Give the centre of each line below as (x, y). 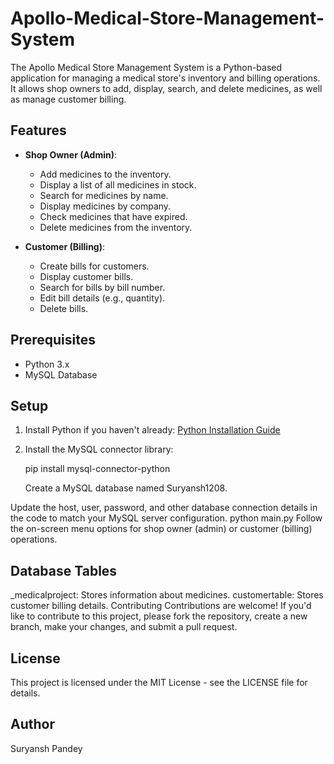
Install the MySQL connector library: (99, 449)
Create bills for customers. (94, 266)
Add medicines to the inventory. (105, 174)
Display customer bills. (86, 276)
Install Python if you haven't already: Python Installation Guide (152, 430)
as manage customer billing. (68, 99)
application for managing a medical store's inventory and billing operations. (165, 78)
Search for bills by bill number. (102, 287)
